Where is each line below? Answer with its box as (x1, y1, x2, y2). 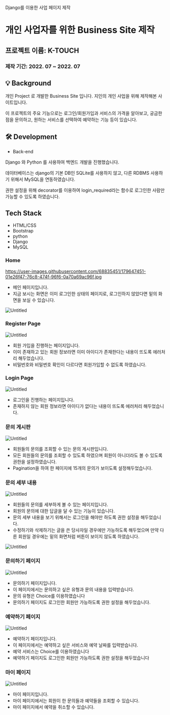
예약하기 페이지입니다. (12, 636, 57, 642)
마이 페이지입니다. (12, 691, 48, 698)
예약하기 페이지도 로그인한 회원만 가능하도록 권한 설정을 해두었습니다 (12, 655, 150, 661)
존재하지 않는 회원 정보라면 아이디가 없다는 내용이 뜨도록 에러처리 (12, 403, 142, 409)
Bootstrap (12, 227, 34, 234)
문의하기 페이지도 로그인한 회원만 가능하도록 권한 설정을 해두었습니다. (12, 599, 151, 605)
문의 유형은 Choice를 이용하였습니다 (12, 592, 85, 599)
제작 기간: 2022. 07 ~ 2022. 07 (5, 63, 81, 70)
